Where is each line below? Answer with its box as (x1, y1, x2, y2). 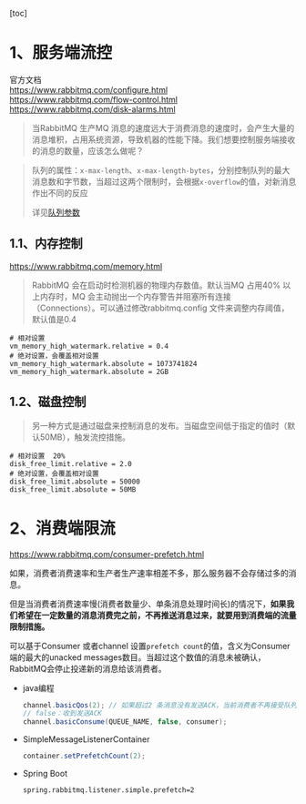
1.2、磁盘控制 (9, 394, 87, 410)
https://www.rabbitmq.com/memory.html (9, 260, 163, 271)
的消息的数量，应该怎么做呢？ (31, 145, 144, 156)
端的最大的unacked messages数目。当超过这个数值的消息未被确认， (9, 651, 266, 663)
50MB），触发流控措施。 (39, 432, 130, 443)
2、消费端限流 (9, 518, 116, 538)
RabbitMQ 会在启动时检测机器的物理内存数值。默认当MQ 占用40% (31, 280, 280, 290)
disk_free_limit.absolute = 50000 (9, 477, 141, 486)
